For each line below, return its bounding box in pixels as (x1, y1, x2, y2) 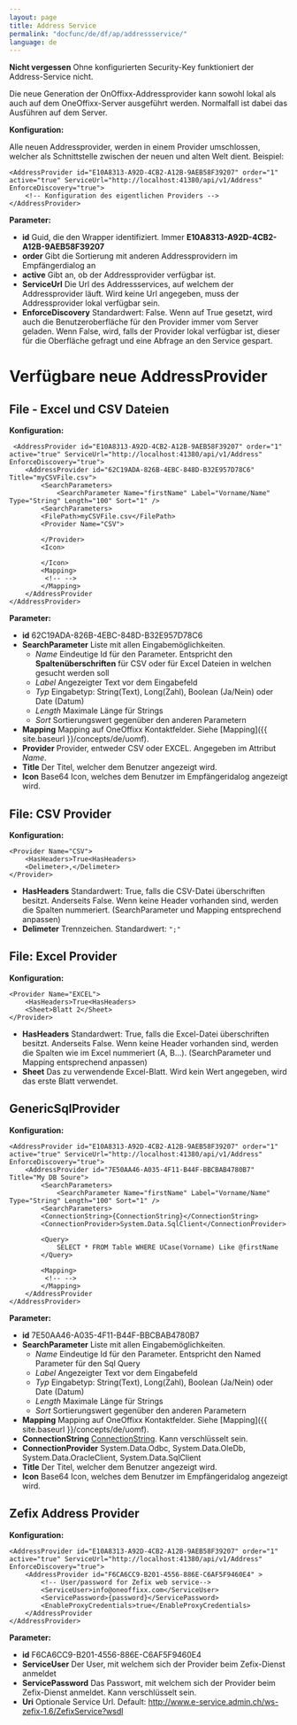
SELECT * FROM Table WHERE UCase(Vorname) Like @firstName (56, 1242, 278, 1252)
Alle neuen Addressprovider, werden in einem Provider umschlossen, (9, 142, 261, 152)
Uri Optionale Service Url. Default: (21, 1696, 147, 1706)
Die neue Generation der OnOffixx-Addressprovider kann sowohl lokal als (9, 89, 277, 99)
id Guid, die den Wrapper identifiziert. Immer (21, 232, 185, 243)
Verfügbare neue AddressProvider (9, 367, 268, 386)
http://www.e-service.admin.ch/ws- (148, 1696, 279, 1706)
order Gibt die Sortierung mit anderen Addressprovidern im (21, 251, 239, 261)
